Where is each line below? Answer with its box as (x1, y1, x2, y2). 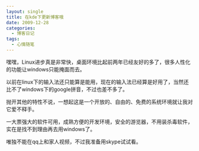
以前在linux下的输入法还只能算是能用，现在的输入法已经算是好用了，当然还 (6, 78, 189, 86)
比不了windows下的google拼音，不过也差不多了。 (6, 86, 129, 93)
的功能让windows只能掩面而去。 (6, 65, 85, 73)
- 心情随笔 (11, 42, 35, 48)
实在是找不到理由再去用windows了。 (6, 125, 96, 133)
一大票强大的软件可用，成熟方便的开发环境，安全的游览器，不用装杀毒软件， (6, 118, 193, 125)
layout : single (6, 8, 44, 15)
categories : (6, 25, 36, 31)
